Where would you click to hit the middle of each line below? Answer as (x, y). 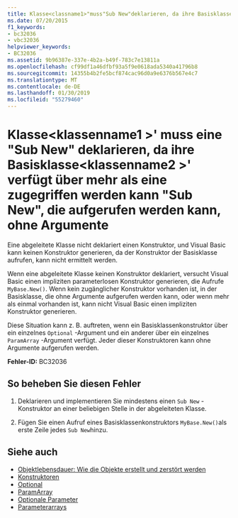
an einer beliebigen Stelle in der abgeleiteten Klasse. (130, 408)
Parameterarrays (42, 507)
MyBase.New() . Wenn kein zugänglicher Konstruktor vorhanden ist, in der (112, 289)
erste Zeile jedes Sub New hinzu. (63, 429)
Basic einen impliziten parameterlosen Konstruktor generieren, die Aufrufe (116, 281)
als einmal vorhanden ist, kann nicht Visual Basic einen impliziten (102, 304)
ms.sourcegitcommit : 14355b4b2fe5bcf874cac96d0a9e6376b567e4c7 (103, 73)
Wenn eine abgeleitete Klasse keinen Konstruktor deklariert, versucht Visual (118, 273)
